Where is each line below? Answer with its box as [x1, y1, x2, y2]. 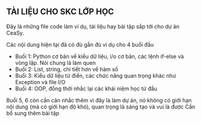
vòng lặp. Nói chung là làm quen [15, 59, 96, 66]
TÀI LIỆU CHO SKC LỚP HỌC [6, 7, 114, 17]
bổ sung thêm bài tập [6, 109, 59, 116]
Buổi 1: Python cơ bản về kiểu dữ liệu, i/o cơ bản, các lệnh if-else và [15, 53, 184, 60]
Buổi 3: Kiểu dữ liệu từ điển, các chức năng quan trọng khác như [15, 71, 176, 79]
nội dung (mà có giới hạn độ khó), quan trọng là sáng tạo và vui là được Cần [6, 103, 196, 110]
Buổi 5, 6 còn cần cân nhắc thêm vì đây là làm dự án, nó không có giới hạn [6, 96, 192, 104]
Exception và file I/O [15, 78, 66, 85]
